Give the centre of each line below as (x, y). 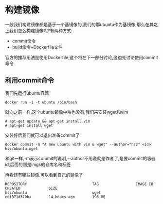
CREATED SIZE (31, 188)
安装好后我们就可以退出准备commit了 (42, 135)
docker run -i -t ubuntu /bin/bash (41, 102)
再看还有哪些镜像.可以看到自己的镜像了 (44, 175)
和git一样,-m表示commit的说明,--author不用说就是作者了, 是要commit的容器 (80, 158)
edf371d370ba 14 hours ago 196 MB (55, 197)
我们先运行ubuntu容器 (27, 93)
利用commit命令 (30, 80)
